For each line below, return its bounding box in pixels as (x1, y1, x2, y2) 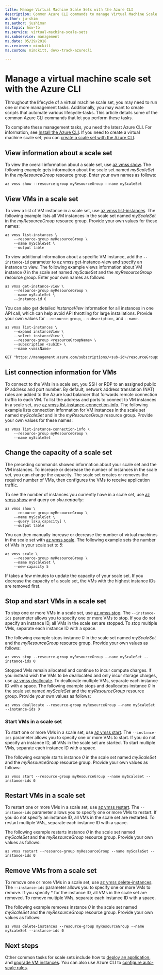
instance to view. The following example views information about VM (5, 264, 142, 270)
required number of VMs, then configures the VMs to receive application (5, 477, 150, 483)
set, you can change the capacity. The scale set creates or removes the (5, 471, 148, 477)
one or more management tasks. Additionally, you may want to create (5, 105, 144, 110)
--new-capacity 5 (14, 564, 49, 569)
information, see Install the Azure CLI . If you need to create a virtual (5, 129, 140, 135)
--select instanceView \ (14, 334, 64, 339)
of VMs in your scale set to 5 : (5, 542, 64, 548)
